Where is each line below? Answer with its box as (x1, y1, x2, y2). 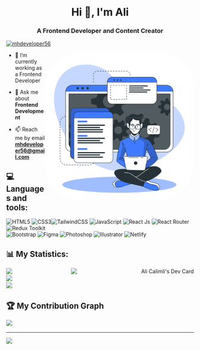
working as (14, 64, 43, 72)
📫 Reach (14, 126, 38, 133)
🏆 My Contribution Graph (6, 301, 104, 311)
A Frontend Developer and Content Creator (36, 27, 164, 35)
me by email (14, 134, 45, 142)
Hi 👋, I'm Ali (71, 5, 129, 19)
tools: (6, 202, 28, 212)
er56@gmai (14, 147, 45, 154)
